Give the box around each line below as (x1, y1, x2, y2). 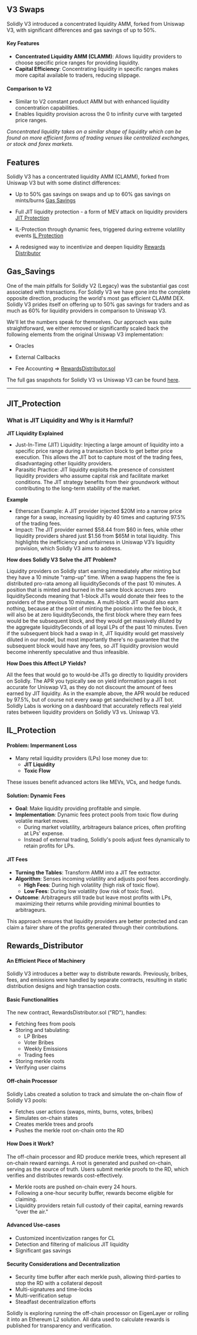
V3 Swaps (6, 5, 44, 15)
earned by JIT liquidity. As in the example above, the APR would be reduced (6, 690, 189, 697)
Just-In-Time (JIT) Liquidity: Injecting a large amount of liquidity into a (15, 441, 184, 448)
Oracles (15, 342, 34, 349)
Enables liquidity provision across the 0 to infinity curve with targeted (15, 111, 182, 118)
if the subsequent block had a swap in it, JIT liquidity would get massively (6, 629, 185, 636)
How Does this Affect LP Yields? (6, 659, 87, 667)
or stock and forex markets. (6, 141, 74, 148)
